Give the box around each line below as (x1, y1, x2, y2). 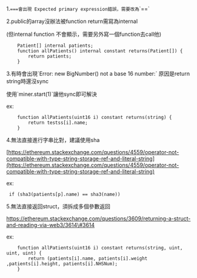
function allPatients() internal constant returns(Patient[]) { (17, 48, 183, 54)
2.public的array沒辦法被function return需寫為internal (6, 18, 138, 25)
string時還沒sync (6, 78, 49, 84)
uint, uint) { (6, 250, 42, 256)
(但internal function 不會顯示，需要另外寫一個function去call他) (6, 30, 162, 38)
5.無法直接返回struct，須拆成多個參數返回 (6, 203, 111, 210)
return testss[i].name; (28, 120, 88, 126)
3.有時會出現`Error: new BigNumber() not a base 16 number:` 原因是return (6, 70, 190, 77)
